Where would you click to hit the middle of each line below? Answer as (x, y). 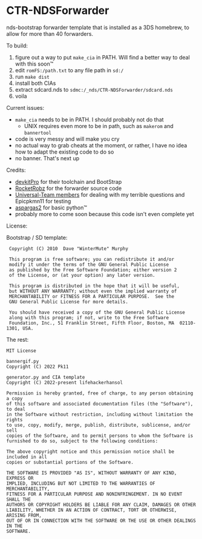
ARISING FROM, (24, 515)
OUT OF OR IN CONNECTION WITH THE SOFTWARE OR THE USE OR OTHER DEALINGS (101, 520)
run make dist (32, 76)
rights (15, 419)
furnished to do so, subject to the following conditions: (82, 441)
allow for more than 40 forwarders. (50, 33)
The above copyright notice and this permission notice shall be (90, 452)
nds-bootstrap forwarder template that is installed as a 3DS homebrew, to (98, 27)
